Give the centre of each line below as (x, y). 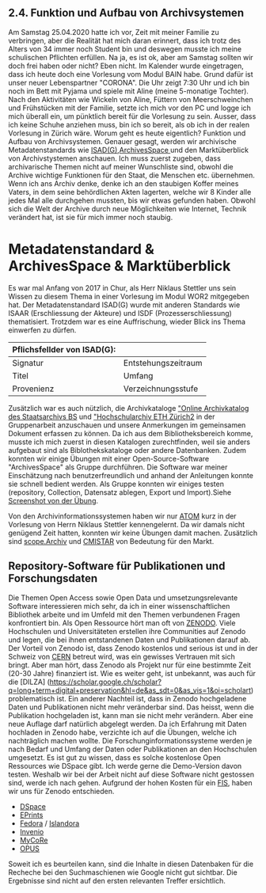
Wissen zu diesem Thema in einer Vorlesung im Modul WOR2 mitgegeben (129, 296)
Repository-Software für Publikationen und (117, 566)
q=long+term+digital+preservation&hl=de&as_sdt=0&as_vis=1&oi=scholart (130, 690)
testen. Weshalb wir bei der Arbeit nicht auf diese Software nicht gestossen (131, 774)
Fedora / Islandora (49, 823)
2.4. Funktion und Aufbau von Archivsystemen (126, 13)
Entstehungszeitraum (163, 363)
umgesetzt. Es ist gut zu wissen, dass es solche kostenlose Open (115, 757)
